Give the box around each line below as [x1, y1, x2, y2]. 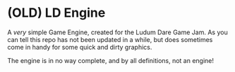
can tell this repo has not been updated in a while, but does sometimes [7, 35, 213, 43]
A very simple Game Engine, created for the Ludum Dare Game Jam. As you [7, 28, 228, 36]
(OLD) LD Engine [7, 5, 106, 21]
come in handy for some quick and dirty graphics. [7, 43, 152, 51]
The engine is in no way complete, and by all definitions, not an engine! [7, 56, 214, 64]
